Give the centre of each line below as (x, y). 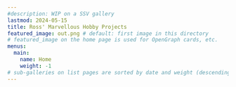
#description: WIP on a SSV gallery (61, 14)
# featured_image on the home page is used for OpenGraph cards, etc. (113, 40)
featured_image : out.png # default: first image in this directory (108, 33)
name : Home (36, 60)
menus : (17, 46)
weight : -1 (36, 66)
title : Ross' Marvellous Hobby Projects (67, 27)
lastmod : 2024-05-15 (38, 20)
